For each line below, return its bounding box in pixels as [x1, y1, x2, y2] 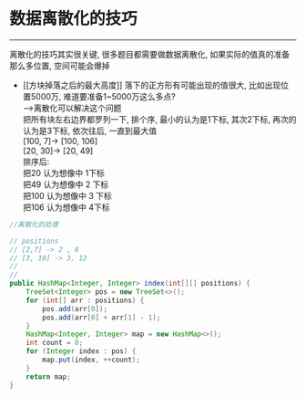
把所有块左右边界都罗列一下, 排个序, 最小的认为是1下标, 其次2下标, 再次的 [22, 113, 297, 124]
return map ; [25, 372, 71, 382]
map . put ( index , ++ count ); [42, 355, 141, 365]
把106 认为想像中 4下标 [22, 202, 110, 213]
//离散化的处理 [9, 220, 59, 229]
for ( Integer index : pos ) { [25, 347, 137, 356]
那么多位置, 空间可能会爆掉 [9, 60, 110, 71]
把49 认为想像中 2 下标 [22, 179, 109, 190]
